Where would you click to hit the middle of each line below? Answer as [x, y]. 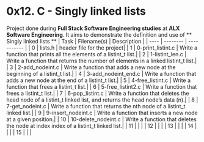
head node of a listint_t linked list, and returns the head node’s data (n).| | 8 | [102, 100]
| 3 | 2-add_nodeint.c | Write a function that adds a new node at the [91, 67]
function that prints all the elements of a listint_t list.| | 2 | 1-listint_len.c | [97, 54]
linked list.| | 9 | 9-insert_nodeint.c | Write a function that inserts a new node [102, 113]
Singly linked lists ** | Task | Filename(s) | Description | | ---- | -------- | [97, 41]
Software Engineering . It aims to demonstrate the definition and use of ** [99, 34]
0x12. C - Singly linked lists [76, 11]
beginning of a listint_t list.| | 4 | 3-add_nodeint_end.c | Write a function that [101, 73]
